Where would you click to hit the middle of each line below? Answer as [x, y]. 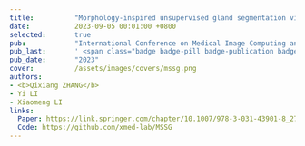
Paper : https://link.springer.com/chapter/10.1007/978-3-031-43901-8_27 [158, 119]
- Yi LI [24, 93]
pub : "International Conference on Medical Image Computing [148, 43]
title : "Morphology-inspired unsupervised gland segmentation [148, 18]
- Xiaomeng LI [36, 102]
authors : [26, 77]
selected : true [50, 34]
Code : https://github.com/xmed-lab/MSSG [95, 128]
